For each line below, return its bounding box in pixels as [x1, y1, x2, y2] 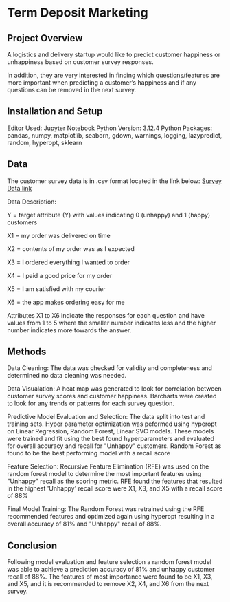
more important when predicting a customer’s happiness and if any [7, 78, 197, 87]
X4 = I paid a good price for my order [7, 271, 113, 279]
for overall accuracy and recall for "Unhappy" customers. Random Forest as [7, 442, 222, 450]
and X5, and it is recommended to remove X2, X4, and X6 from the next [7, 580, 209, 588]
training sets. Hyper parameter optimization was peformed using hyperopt [7, 420, 217, 428]
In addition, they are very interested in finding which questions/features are [7, 71, 220, 79]
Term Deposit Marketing [7, 5, 149, 21]
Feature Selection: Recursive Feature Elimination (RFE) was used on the [7, 462, 209, 471]
